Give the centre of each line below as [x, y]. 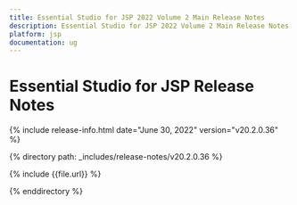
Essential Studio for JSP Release [132, 86]
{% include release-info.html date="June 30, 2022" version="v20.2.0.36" [144, 130]
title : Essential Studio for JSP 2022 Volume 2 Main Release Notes [137, 17]
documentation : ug [43, 42]
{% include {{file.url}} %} [55, 174]
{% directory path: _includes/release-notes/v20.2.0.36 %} [116, 157]
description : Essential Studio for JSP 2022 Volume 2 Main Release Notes [149, 26]
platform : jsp [36, 34]
